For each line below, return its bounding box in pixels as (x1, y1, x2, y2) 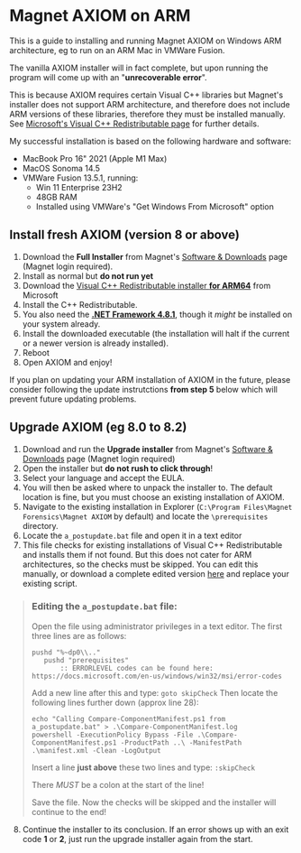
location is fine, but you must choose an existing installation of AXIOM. (22, 491, 286, 502)
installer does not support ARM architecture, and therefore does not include (9, 98, 290, 109)
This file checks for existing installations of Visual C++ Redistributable (22, 539, 283, 551)
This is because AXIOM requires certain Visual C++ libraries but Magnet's (9, 89, 284, 100)
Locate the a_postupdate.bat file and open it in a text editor (22, 530, 242, 541)
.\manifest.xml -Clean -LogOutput (31, 746, 161, 755)
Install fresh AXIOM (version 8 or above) (9, 227, 241, 243)
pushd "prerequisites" (43, 655, 129, 664)
